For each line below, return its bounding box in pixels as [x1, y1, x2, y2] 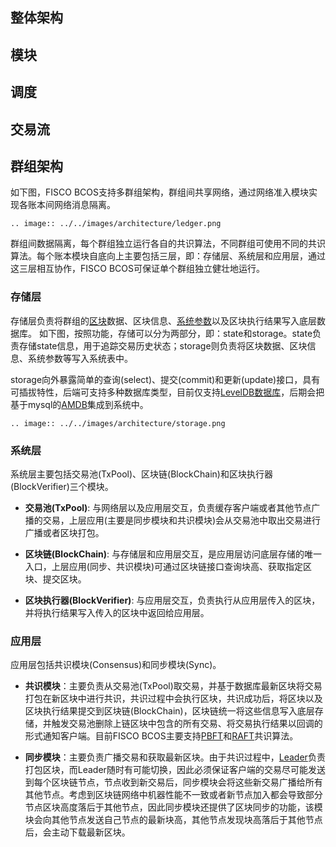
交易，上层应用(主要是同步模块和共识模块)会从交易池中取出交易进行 [42, 514, 322, 526]
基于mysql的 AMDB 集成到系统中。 [10, 398, 149, 410]
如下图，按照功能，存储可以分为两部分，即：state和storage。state [38, 327, 313, 339]
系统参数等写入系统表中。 [27, 352, 133, 364]
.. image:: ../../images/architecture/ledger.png [10, 219, 222, 229]
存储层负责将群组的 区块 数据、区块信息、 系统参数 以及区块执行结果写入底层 [10, 314, 317, 327]
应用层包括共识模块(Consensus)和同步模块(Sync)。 [10, 659, 222, 671]
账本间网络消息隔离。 [27, 199, 116, 211]
